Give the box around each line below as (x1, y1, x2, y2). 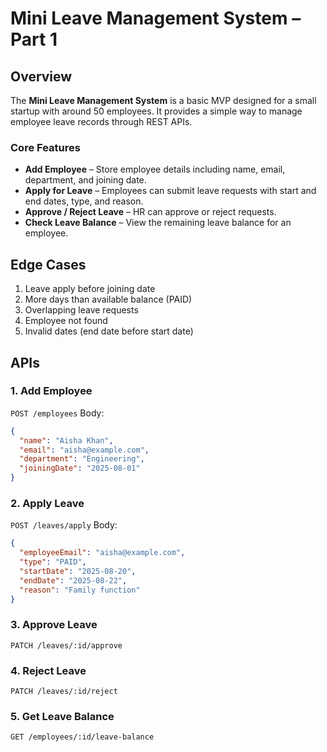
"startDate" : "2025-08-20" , (19, 566, 137, 576)
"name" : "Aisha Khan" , (19, 435, 114, 446)
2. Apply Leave (10, 496, 85, 510)
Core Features (10, 140, 81, 154)
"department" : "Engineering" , (19, 454, 145, 464)
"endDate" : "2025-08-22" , (19, 575, 128, 586)
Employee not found (24, 315, 108, 327)
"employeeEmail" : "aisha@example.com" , (19, 548, 186, 558)
